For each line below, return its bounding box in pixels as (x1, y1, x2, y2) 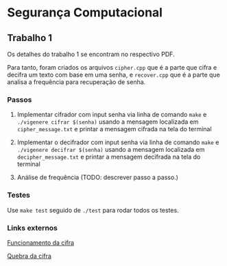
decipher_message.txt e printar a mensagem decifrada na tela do (16, 152, 201, 161)
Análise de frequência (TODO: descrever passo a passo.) (16, 173, 178, 182)
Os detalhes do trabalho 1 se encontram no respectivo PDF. (7, 50, 175, 58)
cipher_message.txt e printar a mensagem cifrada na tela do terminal (16, 125, 212, 133)
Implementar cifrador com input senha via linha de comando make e (16, 111, 207, 119)
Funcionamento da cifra (7, 238, 74, 247)
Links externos (7, 223, 58, 232)
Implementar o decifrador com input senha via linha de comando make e (16, 138, 219, 146)
